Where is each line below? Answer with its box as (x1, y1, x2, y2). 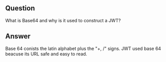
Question (5, 4, 35, 13)
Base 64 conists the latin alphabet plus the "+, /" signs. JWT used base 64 (5, 45, 161, 51)
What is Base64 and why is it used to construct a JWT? (5, 17, 121, 23)
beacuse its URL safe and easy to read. (5, 50, 87, 57)
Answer (5, 32, 31, 41)
